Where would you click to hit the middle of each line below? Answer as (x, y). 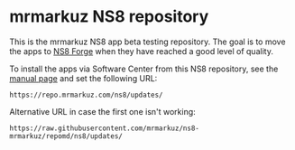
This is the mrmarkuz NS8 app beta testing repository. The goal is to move (147, 42)
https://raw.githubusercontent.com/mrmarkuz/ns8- (105, 128)
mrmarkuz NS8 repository (109, 17)
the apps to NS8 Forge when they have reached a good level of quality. (141, 51)
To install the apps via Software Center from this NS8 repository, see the (144, 69)
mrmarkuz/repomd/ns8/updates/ (66, 136)
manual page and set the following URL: (83, 78)
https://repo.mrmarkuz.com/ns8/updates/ (87, 95)
